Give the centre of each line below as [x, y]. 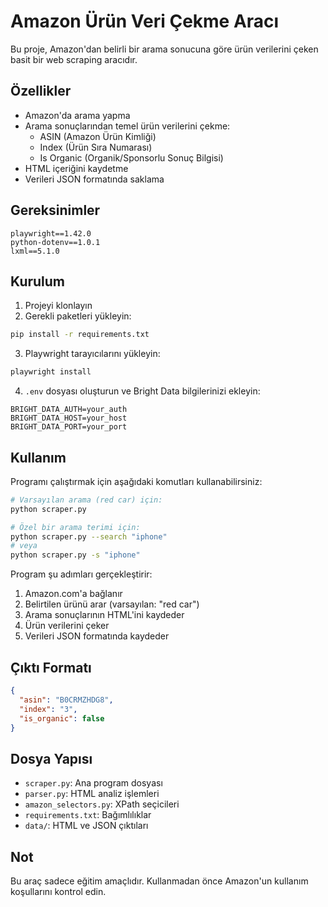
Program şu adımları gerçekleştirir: [81, 574]
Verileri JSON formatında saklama [94, 179]
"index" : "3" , [48, 709]
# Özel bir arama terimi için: [75, 527]
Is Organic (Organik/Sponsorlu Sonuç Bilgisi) [131, 157]
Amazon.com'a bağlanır [73, 594]
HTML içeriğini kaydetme [76, 168]
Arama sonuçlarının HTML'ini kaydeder [104, 615]
